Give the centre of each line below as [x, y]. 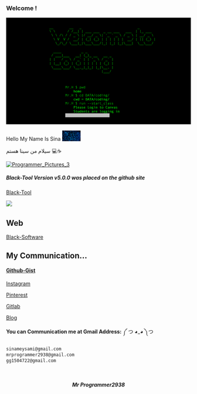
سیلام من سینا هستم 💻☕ [34, 151]
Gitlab [13, 306]
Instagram [18, 283]
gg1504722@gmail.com [31, 361]
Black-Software [25, 237]
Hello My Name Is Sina [33, 139]
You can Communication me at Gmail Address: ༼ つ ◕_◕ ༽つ [80, 331]
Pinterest [17, 295]
